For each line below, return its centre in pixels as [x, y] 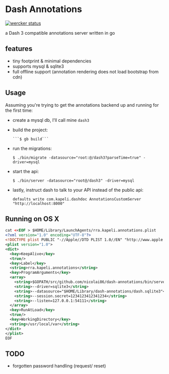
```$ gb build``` [31, 139]
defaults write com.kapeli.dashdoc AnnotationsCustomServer [77, 199]
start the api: [26, 171]
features [19, 49]
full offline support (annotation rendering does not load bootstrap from [86, 71]
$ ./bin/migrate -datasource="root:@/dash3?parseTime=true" [77, 158]
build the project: [30, 130]
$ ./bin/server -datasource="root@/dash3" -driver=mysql [73, 180]
